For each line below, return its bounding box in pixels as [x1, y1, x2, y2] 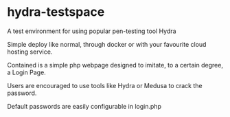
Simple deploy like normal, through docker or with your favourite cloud [7, 40, 207, 48]
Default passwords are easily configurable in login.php [7, 102, 161, 110]
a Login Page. [7, 68, 46, 76]
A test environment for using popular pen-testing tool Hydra [7, 27, 176, 35]
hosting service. [7, 47, 53, 56]
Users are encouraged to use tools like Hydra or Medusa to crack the [7, 81, 203, 89]
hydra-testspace [7, 4, 105, 20]
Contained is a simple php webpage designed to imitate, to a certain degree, [7, 61, 223, 69]
